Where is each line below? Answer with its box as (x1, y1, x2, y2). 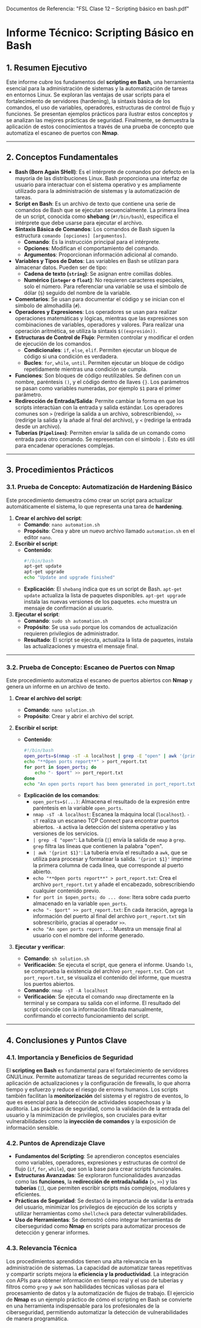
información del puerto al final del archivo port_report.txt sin (32, 913, 186, 920)
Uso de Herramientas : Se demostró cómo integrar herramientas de (14, 1216, 181, 1224)
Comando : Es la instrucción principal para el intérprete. (23, 238, 160, 245)
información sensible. (6, 1124, 60, 1132)
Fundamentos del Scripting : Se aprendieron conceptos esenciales (14, 1152, 180, 1160)
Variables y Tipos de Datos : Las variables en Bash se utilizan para (14, 257, 179, 264)
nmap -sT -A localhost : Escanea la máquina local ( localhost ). (32, 811, 186, 818)
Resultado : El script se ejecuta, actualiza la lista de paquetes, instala (23, 636, 193, 643)
